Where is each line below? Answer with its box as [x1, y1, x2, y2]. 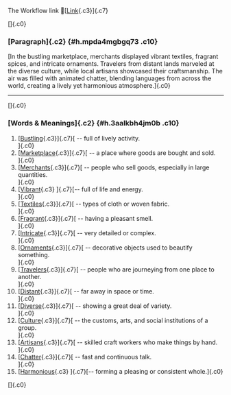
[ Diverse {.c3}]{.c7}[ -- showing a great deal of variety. [17, 302, 172, 310]
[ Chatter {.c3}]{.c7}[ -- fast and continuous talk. [17, 352, 152, 361]
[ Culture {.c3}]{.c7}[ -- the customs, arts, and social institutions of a [17, 316, 208, 324]
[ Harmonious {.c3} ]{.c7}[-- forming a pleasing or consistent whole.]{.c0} [17, 367, 223, 375]
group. [17, 323, 37, 332]
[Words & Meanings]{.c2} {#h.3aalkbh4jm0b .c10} [8, 119, 180, 128]
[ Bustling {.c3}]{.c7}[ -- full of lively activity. [17, 134, 141, 142]
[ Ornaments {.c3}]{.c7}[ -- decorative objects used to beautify [17, 243, 193, 252]
